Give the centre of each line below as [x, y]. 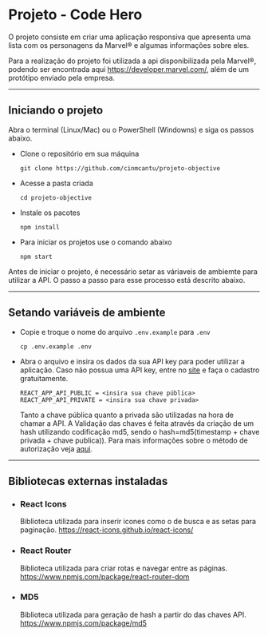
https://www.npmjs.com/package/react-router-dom [104, 576]
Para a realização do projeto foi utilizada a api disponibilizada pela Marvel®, [132, 61]
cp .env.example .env [55, 346]
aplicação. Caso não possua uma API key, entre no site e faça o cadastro [140, 370]
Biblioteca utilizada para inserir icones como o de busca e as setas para [138, 522]
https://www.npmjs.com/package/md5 [83, 623]
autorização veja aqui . [56, 448]
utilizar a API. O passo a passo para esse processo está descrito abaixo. [127, 280]
